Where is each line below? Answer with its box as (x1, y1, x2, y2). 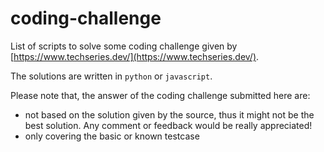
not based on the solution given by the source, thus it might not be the (24, 108, 315, 121)
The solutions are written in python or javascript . (10, 70, 213, 82)
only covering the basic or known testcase (24, 130, 200, 142)
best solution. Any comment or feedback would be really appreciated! (24, 119, 313, 131)
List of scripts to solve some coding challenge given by (10, 40, 238, 52)
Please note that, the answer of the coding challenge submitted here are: (10, 89, 311, 101)
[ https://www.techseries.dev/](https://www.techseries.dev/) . (10, 50, 260, 62)
